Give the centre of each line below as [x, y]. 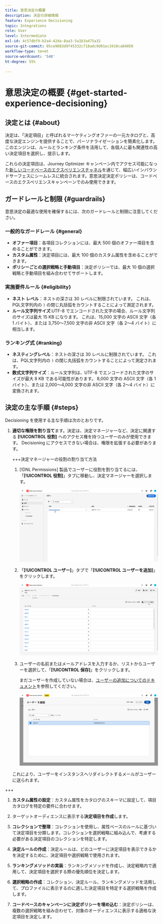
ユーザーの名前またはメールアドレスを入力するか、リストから [81, 664]
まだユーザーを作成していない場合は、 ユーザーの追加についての [83, 680]
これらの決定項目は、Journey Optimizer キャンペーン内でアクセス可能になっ [81, 164]
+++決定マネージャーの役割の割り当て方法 [54, 459]
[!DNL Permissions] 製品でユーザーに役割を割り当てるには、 [80, 469]
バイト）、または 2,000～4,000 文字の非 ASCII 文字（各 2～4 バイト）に [83, 385]
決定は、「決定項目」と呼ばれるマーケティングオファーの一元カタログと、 [78, 135]
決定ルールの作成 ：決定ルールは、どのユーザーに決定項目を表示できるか [84, 849]
